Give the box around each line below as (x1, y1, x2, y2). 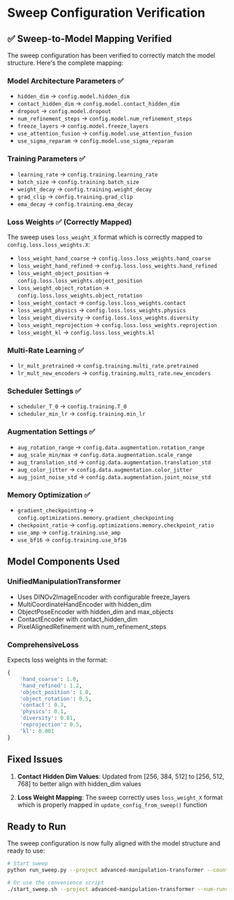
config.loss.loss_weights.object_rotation (17, 292, 143, 299)
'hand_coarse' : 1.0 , (19, 676, 79, 683)
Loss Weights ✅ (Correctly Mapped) (7, 217, 132, 226)
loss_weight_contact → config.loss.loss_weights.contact (17, 298, 187, 307)
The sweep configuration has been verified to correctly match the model (7, 51, 216, 59)
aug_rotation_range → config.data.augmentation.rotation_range (17, 442, 205, 451)
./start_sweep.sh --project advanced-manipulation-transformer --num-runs (7, 885, 229, 892)
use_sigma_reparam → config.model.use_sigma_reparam (17, 136, 174, 145)
